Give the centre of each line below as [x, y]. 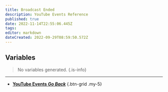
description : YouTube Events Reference [47, 14]
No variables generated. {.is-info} [52, 70]
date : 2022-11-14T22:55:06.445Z [39, 24]
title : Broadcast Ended [30, 10]
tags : [11, 28]
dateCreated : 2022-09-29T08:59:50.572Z [47, 38]
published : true [22, 19]
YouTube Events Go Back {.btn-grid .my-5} [57, 84]
